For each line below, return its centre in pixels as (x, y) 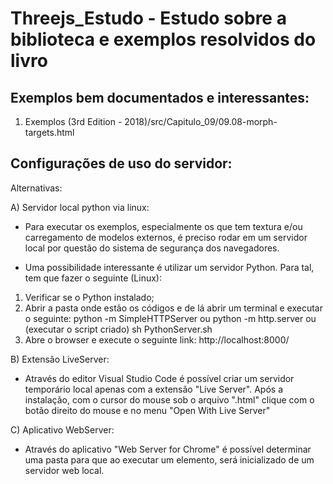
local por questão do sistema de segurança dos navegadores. (152, 248)
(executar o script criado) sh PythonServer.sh (118, 329)
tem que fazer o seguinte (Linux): (93, 278)
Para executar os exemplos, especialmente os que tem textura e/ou (163, 226)
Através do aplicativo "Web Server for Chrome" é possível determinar (168, 449)
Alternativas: (36, 188)
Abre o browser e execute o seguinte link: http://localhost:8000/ (157, 339)
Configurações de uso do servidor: (121, 163)
